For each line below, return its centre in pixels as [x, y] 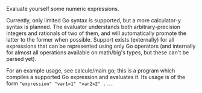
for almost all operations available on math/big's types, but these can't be [98, 53]
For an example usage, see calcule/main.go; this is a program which [91, 71]
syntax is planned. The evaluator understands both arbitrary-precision [93, 27]
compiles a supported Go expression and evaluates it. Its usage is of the [96, 77]
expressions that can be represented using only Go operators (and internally [101, 46]
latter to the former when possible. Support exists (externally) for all [90, 40]
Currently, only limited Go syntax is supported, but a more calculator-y [93, 20]
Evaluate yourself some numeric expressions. [63, 9]
